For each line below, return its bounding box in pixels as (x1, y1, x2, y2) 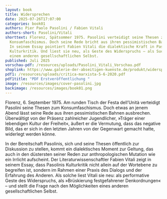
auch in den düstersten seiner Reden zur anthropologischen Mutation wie (5, 151, 156, 157)
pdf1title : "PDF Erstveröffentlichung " (5, 76, 90, 81)
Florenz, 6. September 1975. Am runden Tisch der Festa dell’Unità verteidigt (5, 99, 161, 105)
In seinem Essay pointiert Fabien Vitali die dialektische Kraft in (9, 44, 155, 49)
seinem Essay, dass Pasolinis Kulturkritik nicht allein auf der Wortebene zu (5, 162, 158, 168)
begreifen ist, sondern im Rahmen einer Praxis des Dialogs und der (5, 167, 142, 173)
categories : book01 (5, 21, 46, 26)
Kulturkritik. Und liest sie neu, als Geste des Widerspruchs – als (9, 49, 155, 54)
